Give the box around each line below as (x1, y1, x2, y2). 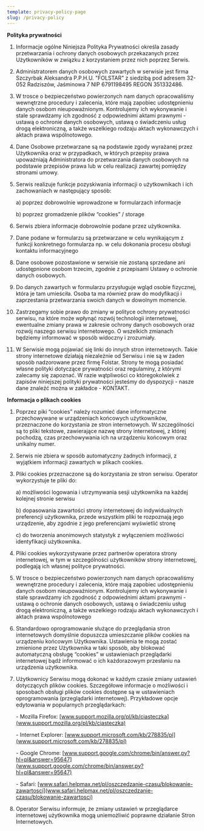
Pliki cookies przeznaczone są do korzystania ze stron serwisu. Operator (15, 470, 198, 477)
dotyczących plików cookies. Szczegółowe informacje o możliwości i (15, 682, 188, 689)
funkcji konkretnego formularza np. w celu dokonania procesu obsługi (15, 241, 191, 248)
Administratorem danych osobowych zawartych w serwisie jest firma (15, 67, 189, 75)
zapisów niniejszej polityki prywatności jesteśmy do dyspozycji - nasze (15, 378, 194, 385)
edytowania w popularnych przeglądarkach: (15, 701, 126, 708)
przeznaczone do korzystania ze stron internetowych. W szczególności (15, 420, 195, 428)
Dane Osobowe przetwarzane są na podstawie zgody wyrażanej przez (15, 143, 193, 150)
